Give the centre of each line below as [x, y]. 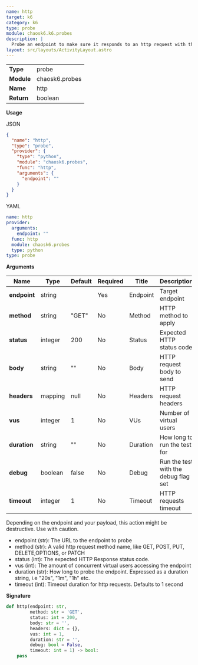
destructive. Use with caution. [42, 529]
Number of [175, 413]
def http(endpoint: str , [37, 607]
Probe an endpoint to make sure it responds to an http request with [98, 45]
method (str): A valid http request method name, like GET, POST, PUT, [99, 547]
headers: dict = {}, [55, 628]
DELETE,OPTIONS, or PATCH [50, 553]
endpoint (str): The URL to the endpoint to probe [73, 540]
